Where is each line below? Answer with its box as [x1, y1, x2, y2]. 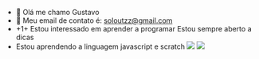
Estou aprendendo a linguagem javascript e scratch [15, 42, 186, 51]
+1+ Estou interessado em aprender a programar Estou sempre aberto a [15, 24, 252, 33]
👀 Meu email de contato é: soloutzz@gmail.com [15, 16, 173, 25]
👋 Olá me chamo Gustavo [15, 8, 100, 17]
